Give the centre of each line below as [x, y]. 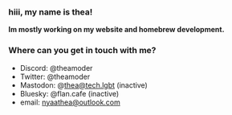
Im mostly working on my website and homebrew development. [116, 30]
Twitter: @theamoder [55, 76]
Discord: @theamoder [56, 68]
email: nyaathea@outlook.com [70, 102]
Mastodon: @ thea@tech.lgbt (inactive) [84, 85]
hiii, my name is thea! [51, 12]
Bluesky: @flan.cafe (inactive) [69, 93]
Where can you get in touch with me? [82, 51]
